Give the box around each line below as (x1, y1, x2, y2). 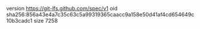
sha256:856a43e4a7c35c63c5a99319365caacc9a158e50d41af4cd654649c (6, 11, 195, 18)
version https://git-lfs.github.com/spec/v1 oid (6, 5, 118, 12)
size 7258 (34, 17, 58, 24)
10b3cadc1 (6, 17, 33, 24)
